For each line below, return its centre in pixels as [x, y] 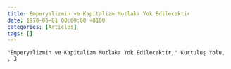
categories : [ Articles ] [42, 27]
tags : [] [20, 33]
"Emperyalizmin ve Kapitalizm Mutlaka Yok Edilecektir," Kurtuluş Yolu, [116, 53]
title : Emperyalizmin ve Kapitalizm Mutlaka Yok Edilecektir [99, 14]
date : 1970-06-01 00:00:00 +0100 [56, 20]
